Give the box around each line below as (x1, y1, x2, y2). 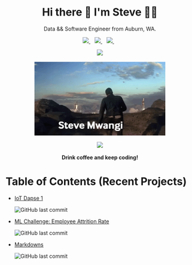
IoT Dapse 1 (14, 194, 43, 202)
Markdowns (14, 240, 44, 248)
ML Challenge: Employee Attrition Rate (14, 218, 109, 225)
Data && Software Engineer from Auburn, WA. (43, 25, 157, 32)
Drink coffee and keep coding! (61, 154, 139, 161)
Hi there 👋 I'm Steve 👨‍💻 (42, 5, 158, 19)
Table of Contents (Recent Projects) (5, 175, 187, 188)
